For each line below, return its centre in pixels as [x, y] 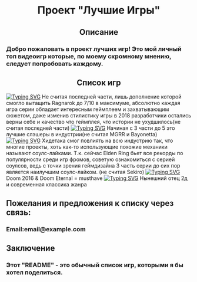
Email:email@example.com [46, 229]
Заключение [31, 248]
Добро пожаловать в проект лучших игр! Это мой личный [94, 49]
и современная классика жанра [46, 185]
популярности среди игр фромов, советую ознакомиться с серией [91, 159]
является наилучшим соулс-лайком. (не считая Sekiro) [75, 172]
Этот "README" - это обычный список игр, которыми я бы [95, 265]
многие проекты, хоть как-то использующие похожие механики [87, 147]
